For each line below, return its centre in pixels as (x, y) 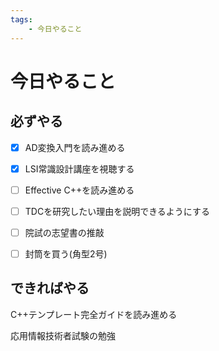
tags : (21, 19)
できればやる (50, 288)
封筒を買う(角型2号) (66, 253)
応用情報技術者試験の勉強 (63, 335)
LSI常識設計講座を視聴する (79, 168)
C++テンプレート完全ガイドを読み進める (94, 314)
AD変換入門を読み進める (75, 147)
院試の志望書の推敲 (64, 232)
